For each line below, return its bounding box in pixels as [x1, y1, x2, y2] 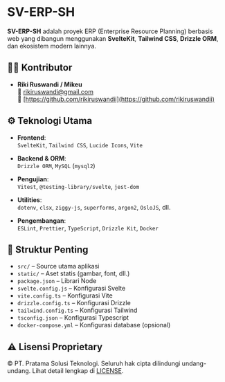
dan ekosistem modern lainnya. [7, 42, 97, 50]
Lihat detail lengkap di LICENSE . [32, 367, 124, 375]
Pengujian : [17, 174, 49, 183]
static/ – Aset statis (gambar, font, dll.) [17, 269, 130, 278]
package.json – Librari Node [17, 277, 97, 285]
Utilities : [17, 195, 42, 204]
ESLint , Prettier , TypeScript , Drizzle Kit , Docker [17, 224, 159, 232]
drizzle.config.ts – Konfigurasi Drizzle [17, 299, 132, 307]
